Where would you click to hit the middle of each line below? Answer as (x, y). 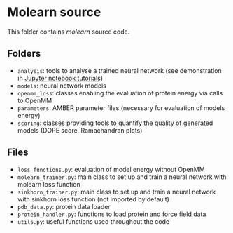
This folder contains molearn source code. (69, 32)
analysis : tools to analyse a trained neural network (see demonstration (119, 70)
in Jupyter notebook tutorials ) (60, 78)
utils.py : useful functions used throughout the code (93, 221)
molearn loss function (49, 184)
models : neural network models (62, 86)
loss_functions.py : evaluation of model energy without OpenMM (111, 169)
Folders (24, 54)
